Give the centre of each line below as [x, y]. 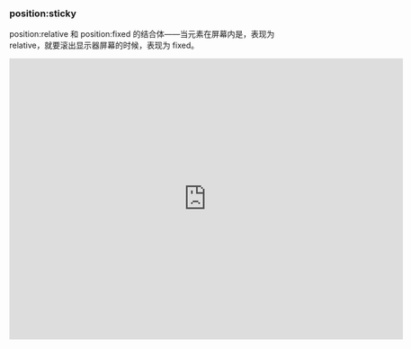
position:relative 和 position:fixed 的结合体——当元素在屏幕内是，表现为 [142, 34]
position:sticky [43, 13]
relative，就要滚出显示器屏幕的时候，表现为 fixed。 [104, 45]
